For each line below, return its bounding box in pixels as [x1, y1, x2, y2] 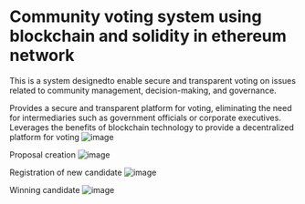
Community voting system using [9, 6, 262, 27]
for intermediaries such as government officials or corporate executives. [9, 112, 281, 123]
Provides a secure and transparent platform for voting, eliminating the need [9, 102, 292, 113]
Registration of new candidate [9, 167, 122, 178]
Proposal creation [9, 148, 76, 160]
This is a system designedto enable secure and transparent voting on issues [9, 75, 297, 86]
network [9, 46, 75, 66]
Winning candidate [9, 184, 80, 195]
